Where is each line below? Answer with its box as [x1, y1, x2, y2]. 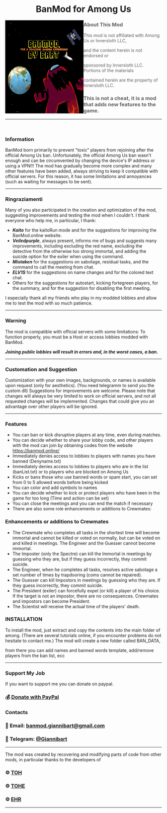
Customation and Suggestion [5, 366, 78, 373]
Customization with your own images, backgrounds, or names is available [5, 377, 156, 383]
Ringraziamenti [5, 196, 43, 202]
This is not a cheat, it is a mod [83, 95, 157, 102]
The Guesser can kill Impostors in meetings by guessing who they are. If [12, 577, 161, 583]
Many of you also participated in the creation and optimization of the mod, [5, 207, 157, 213]
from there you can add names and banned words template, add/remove [5, 647, 154, 653]
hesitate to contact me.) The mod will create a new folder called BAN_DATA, [5, 638, 161, 644]
